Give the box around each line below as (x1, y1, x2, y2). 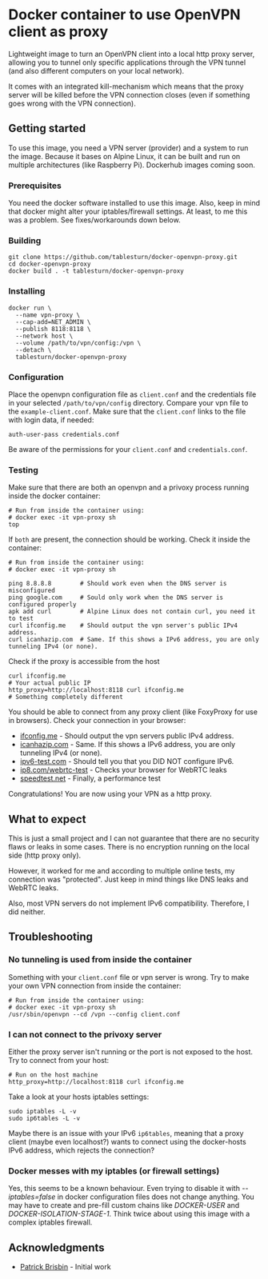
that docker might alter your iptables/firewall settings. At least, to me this (8, 206, 248, 217)
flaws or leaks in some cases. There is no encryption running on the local (8, 842, 250, 852)
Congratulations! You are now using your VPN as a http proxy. (8, 789, 212, 799)
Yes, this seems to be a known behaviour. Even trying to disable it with (8, 1184, 240, 1193)
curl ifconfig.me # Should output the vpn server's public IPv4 (8, 622, 238, 630)
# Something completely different (8, 693, 124, 701)
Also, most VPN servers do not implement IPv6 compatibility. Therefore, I (8, 898, 250, 909)
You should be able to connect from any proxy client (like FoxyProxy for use (8, 707, 258, 717)
